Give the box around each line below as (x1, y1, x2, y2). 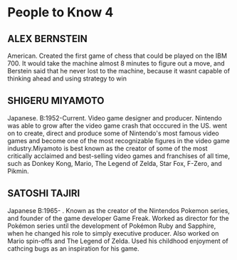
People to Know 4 (7, 4, 114, 21)
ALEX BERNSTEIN (7, 33, 88, 45)
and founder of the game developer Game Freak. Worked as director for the (7, 214, 229, 222)
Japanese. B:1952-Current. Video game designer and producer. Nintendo (7, 113, 222, 122)
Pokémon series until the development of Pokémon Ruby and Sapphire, (7, 222, 216, 230)
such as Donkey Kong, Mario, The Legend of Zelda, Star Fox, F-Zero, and (7, 159, 222, 167)
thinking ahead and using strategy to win (7, 74, 127, 83)
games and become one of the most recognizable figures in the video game (7, 136, 230, 145)
